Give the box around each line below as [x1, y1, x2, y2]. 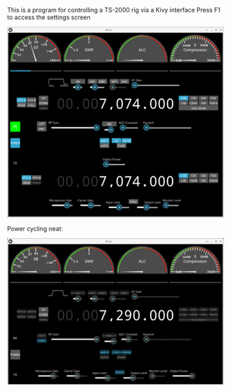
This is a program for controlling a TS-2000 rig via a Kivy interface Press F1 [7, 6, 221, 14]
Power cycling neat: [7, 225, 63, 233]
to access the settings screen [7, 13, 91, 21]
